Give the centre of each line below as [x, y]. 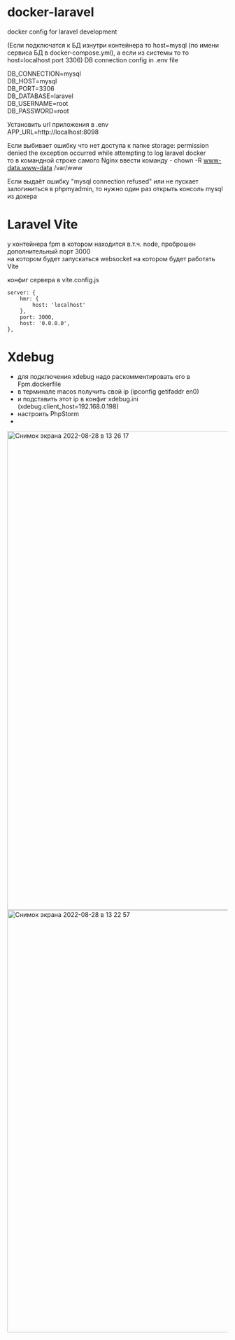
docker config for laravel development [62, 32]
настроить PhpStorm [48, 413]
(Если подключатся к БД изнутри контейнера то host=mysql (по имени [113, 45]
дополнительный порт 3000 [49, 251]
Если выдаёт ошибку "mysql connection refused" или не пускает [103, 181]
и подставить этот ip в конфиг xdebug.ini [78, 399]
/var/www [68, 167]
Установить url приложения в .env [58, 124]
